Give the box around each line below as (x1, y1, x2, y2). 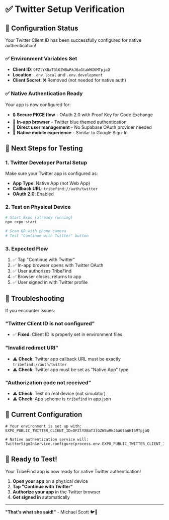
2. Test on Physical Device (5, 204, 71, 211)
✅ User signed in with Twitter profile (12, 279, 88, 285)
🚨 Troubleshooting (5, 294, 64, 303)
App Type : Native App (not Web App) (12, 180, 91, 187)
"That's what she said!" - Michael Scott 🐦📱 (5, 509, 98, 515)
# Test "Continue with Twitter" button (5, 233, 89, 238)
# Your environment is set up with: (5, 423, 82, 428)
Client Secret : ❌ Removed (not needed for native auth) (12, 77, 127, 83)
